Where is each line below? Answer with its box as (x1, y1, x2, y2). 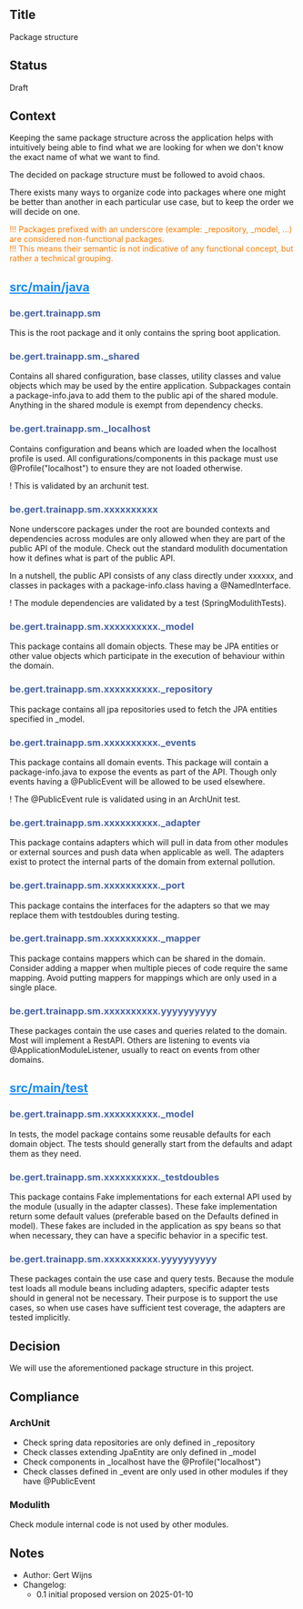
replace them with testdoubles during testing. (9, 909, 180, 920)
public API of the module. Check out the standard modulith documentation (9, 543, 288, 554)
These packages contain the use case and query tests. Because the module (9, 1273, 294, 1284)
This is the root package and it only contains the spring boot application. (9, 328, 281, 339)
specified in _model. (9, 713, 86, 724)
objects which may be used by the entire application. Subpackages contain (9, 380, 291, 391)
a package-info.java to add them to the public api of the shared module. (9, 390, 278, 401)
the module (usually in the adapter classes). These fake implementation (9, 1201, 278, 1212)
